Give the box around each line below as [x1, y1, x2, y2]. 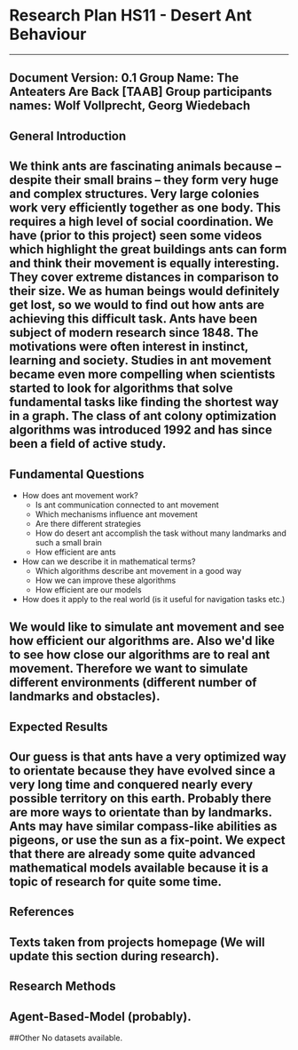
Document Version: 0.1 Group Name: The [9, 70, 239, 85]
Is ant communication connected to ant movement [35, 499, 219, 510]
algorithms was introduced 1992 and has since [9, 423, 272, 438]
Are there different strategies [35, 518, 142, 529]
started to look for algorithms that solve [9, 381, 233, 396]
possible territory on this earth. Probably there [9, 791, 272, 807]
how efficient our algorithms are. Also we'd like [9, 633, 275, 648]
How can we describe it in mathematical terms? [21, 556, 196, 567]
